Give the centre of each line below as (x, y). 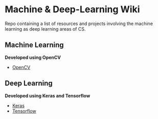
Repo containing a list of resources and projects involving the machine (79, 23)
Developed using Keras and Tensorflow (48, 96)
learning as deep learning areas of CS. (45, 29)
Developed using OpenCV (33, 57)
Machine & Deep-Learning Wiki (72, 9)
